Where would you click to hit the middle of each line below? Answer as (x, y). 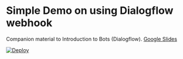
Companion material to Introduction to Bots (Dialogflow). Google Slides (92, 39)
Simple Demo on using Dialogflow (90, 11)
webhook (29, 23)
